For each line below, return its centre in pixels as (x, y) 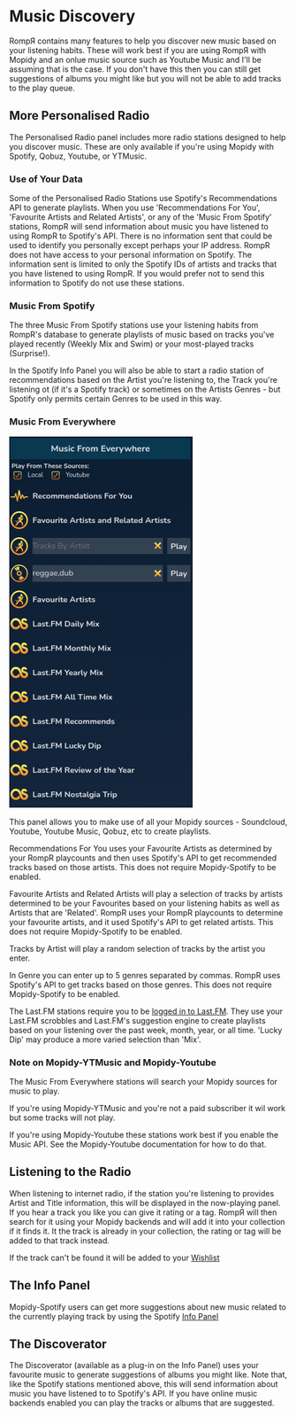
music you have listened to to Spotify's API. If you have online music (133, 1394)
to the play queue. (42, 88)
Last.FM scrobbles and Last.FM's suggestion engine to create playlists (138, 1020)
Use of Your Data (46, 179)
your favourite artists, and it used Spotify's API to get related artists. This (141, 922)
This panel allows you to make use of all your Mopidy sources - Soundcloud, (148, 821)
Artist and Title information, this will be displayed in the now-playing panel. (145, 1203)
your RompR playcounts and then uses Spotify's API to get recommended (143, 858)
